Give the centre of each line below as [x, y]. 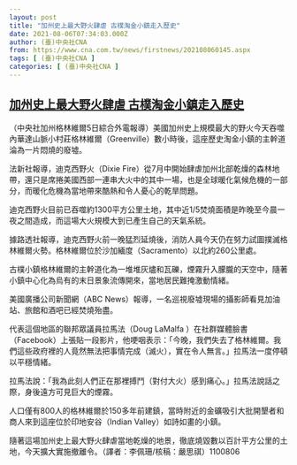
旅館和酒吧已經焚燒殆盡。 [71, 309]
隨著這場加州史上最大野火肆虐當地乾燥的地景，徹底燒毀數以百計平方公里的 [145, 440]
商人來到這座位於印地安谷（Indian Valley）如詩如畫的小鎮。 [118, 422]
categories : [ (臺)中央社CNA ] [64, 67]
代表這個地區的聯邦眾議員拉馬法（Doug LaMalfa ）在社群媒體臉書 [129, 329]
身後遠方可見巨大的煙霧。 [71, 392]
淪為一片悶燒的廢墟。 [48, 149]
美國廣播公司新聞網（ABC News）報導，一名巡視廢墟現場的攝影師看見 [137, 299]
